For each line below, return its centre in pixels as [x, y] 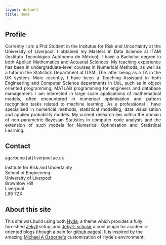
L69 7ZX [14, 194]
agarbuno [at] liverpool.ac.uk [35, 158]
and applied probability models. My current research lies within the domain [83, 115]
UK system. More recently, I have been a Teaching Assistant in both [83, 78]
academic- [138, 226]
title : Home [17, 14]
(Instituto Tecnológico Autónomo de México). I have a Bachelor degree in [83, 57]
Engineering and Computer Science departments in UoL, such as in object [83, 83]
